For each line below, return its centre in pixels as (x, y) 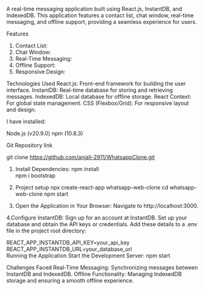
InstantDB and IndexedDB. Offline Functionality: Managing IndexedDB (94, 274)
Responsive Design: (40, 72)
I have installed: (26, 121)
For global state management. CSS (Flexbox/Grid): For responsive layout (98, 103)
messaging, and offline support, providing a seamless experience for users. (102, 22)
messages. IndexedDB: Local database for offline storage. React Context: (99, 97)
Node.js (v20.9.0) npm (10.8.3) (45, 133)
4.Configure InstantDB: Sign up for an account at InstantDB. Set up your (97, 218)
